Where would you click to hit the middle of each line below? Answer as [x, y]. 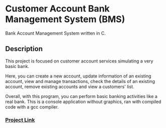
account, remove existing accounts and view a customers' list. [70, 86]
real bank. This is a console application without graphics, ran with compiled [83, 101]
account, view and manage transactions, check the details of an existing [80, 81]
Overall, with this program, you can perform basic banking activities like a [81, 96]
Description [24, 49]
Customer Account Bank [57, 9]
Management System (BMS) [65, 19]
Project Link [20, 119]
